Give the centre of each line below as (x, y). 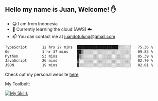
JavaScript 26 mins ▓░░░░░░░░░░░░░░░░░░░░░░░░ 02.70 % (79, 61)
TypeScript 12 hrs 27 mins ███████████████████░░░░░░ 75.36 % (79, 47)
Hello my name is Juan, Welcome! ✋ (61, 9)
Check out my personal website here (42, 75)
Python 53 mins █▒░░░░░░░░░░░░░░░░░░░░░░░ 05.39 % (79, 56)
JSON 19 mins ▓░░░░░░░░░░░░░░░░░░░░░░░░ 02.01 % (79, 65)
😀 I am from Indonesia (35, 24)
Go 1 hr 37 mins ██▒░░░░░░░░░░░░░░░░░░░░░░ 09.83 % (79, 51)
